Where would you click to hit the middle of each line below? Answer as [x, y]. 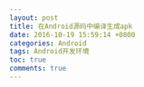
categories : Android [48, 43]
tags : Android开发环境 [49, 52]
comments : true [38, 69]
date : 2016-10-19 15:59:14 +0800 [72, 34]
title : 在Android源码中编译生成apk [71, 26]
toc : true [28, 60]
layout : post [34, 18]
